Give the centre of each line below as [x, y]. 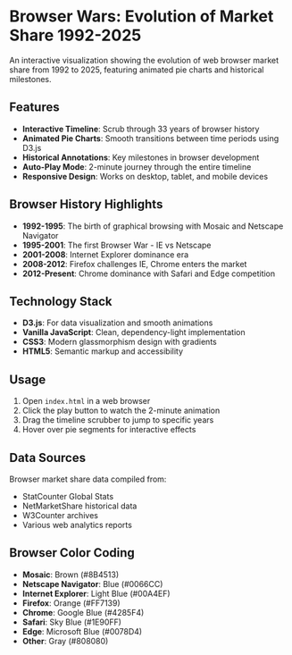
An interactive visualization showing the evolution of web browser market [144, 60]
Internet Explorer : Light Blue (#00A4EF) [96, 593]
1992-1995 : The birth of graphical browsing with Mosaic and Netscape [153, 226]
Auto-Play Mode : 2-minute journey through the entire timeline [137, 166]
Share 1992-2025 [75, 35]
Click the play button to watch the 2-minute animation [121, 411]
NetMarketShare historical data [79, 506]
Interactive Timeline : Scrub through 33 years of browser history [141, 129]
